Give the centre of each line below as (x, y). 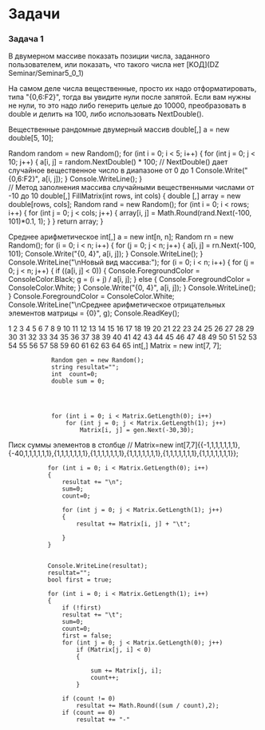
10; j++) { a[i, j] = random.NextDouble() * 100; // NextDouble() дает (118, 162)
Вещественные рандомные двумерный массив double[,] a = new (119, 129)
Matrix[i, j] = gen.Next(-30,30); (137, 430)
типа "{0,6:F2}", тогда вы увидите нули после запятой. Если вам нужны (130, 97)
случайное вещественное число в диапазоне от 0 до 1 (101, 171)
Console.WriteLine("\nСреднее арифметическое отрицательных (117, 305)
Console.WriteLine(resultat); (98, 566)
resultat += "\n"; (93, 482)
